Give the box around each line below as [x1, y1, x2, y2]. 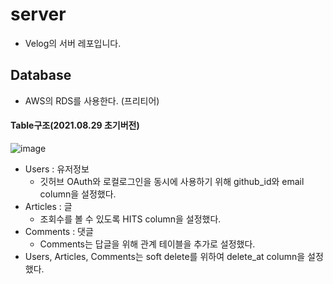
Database [10, 67, 72, 84]
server [10, 3, 67, 26]
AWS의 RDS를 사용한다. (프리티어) [24, 94, 160, 107]
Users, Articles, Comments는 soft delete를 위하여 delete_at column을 [24, 250, 306, 262]
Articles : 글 [24, 200, 73, 212]
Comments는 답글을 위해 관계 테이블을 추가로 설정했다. [39, 238, 256, 250]
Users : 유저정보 [24, 163, 90, 175]
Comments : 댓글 [24, 225, 94, 237]
